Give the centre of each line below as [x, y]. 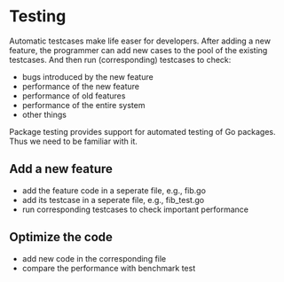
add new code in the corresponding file [94, 258]
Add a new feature [61, 169]
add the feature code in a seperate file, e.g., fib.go [114, 190]
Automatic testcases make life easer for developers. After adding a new [140, 41]
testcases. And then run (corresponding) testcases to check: [120, 59]
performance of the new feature [81, 86]
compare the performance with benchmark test [109, 268]
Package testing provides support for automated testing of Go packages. [142, 131]
